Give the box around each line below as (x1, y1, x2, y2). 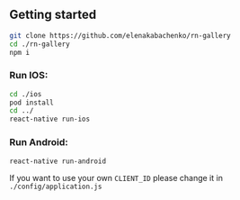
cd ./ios (9, 89, 42, 98)
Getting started (9, 7, 97, 23)
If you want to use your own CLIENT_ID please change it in (9, 173, 223, 184)
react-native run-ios (9, 114, 91, 124)
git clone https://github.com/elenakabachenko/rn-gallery (9, 31, 231, 40)
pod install (9, 98, 54, 107)
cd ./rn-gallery (9, 40, 70, 49)
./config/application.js (9, 182, 102, 192)
